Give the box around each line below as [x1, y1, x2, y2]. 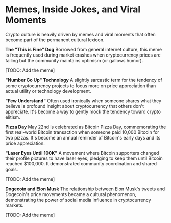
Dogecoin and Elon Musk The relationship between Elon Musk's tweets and [5, 186, 165, 192]
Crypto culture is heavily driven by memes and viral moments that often [5, 31, 156, 37]
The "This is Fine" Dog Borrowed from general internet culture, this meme [5, 46, 162, 52]
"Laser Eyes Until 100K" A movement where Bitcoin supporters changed [5, 150, 159, 156]
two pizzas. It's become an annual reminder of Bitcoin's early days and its [5, 134, 161, 141]
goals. [5, 166, 18, 172]
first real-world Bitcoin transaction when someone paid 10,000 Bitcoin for [5, 129, 159, 135]
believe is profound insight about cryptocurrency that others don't [5, 103, 144, 109]
